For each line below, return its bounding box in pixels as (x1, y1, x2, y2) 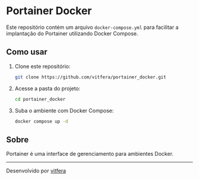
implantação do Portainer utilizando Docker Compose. (6, 30, 139, 37)
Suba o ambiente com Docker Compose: (14, 107, 114, 114)
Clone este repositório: (14, 63, 71, 70)
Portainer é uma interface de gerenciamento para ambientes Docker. (6, 150, 174, 158)
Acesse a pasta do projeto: (14, 84, 81, 92)
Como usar (6, 47, 48, 57)
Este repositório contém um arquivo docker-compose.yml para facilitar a (6, 24, 179, 31)
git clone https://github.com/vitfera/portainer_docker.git (14, 74, 166, 80)
